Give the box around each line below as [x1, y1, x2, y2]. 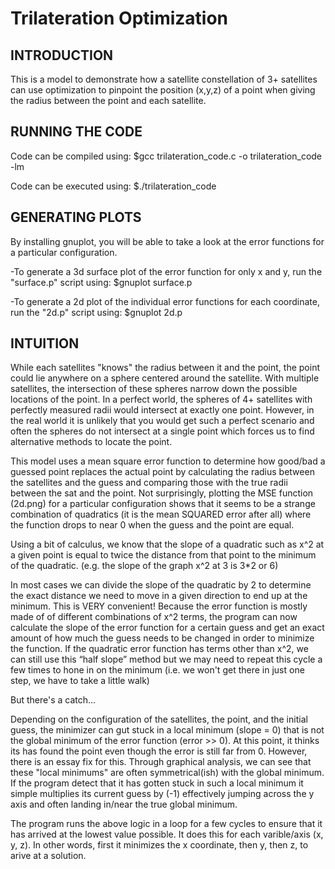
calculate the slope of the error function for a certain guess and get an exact [10, 622, 325, 634]
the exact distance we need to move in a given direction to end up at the [10, 590, 308, 602]
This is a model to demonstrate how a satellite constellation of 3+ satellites [10, 73, 318, 85]
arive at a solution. [10, 850, 87, 862]
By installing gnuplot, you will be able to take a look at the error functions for [10, 235, 325, 247]
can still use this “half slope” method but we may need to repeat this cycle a [10, 653, 323, 666]
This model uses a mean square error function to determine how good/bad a [10, 455, 326, 467]
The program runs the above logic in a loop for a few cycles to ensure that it [10, 818, 323, 830]
